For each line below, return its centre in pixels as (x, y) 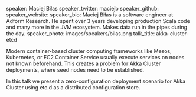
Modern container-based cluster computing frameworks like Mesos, (89, 51)
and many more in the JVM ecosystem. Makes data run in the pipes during (97, 27)
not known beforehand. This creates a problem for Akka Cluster (84, 63)
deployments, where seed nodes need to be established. (75, 70)
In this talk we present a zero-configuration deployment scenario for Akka (96, 81)
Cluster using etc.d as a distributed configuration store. (73, 87)
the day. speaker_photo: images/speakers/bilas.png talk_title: (81, 34)
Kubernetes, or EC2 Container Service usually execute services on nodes (95, 57)
